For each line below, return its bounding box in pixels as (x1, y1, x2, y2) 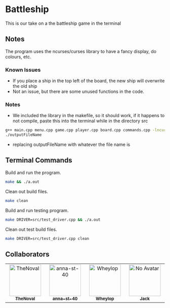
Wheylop (95, 296, 115, 301)
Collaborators (5, 250, 50, 259)
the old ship (12, 83, 37, 89)
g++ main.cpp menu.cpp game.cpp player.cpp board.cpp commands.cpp (5, 128, 151, 133)
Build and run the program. (5, 169, 62, 175)
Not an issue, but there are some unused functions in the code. (12, 88, 144, 94)
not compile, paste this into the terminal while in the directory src (12, 118, 148, 124)
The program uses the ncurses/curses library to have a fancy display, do (5, 48, 157, 54)
